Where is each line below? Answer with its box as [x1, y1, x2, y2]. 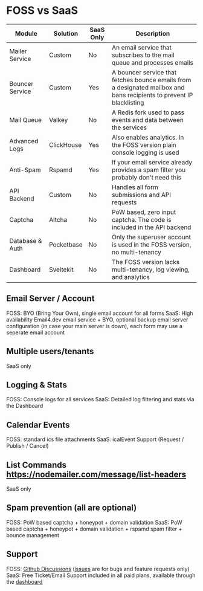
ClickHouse [49, 140, 82, 149]
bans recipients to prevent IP [111, 91, 193, 99]
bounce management [6, 531, 59, 538]
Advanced [9, 137, 39, 145]
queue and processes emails [111, 58, 193, 66]
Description [135, 29, 170, 37]
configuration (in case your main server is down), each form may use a [6, 322, 183, 329]
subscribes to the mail [111, 51, 175, 59]
